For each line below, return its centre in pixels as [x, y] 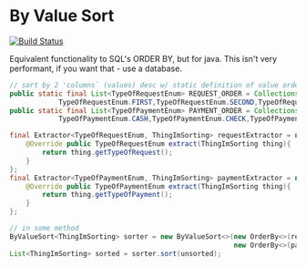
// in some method [44, 229]
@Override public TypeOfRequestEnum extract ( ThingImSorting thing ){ [158, 144]
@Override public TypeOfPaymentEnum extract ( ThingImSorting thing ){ [158, 186]
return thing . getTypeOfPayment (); [107, 195]
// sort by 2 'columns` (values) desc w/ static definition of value [144, 85]
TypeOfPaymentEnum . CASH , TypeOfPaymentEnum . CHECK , [154, 119]
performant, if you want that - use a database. [96, 68]
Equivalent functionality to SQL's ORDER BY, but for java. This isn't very [143, 58]
